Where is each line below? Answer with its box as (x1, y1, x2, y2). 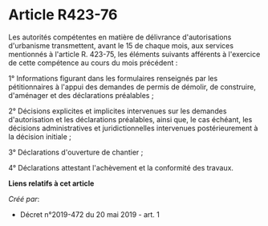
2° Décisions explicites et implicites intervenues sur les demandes (8, 106, 227, 116)
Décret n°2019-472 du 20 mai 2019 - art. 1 (19, 209, 160, 219)
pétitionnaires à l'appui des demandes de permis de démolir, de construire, (8, 82, 257, 92)
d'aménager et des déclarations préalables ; (8, 90, 154, 100)
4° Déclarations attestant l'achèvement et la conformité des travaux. (8, 162, 234, 172)
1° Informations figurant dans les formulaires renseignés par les (8, 73, 218, 83)
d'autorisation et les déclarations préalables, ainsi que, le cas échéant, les (8, 114, 253, 124)
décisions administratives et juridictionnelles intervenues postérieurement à (8, 123, 258, 133)
